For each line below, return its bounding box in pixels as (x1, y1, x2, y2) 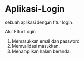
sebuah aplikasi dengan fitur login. (5, 19, 73, 25)
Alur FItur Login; (5, 29, 37, 34)
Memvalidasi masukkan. (12, 43, 60, 49)
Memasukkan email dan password (12, 38, 80, 44)
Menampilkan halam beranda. (12, 48, 71, 54)
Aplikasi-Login (5, 3, 65, 15)
